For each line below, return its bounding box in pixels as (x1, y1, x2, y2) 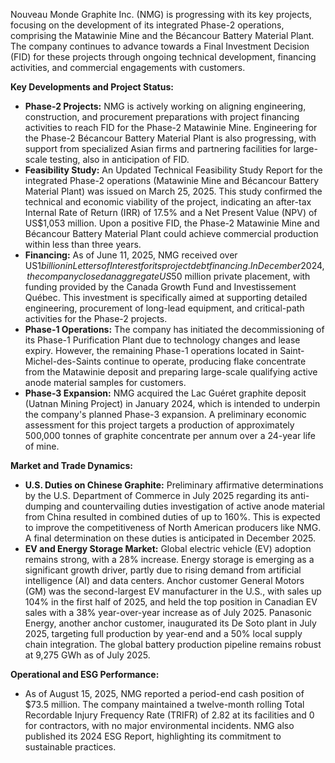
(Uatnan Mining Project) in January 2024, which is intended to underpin (24, 398, 321, 409)
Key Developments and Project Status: (10, 81, 174, 93)
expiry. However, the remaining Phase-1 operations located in (24, 345, 278, 356)
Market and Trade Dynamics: (10, 460, 134, 471)
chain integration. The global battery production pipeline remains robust (24, 639, 322, 650)
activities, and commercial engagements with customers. (10, 62, 246, 73)
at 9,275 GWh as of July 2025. (24, 649, 151, 661)
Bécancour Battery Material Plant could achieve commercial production (24, 228, 319, 239)
